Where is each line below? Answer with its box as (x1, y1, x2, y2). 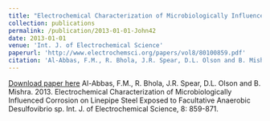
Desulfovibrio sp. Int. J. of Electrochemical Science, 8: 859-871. (8, 103, 219, 113)
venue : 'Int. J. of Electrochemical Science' (8, 42, 163, 50)
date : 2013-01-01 (8, 34, 67, 42)
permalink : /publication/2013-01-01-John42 (8, 26, 157, 34)
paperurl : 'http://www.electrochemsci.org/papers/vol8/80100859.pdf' (8, 49, 247, 57)
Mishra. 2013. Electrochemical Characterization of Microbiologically (8, 87, 232, 96)
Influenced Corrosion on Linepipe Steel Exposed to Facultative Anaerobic (8, 95, 252, 105)
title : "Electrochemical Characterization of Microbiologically (8, 11, 228, 20)
